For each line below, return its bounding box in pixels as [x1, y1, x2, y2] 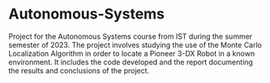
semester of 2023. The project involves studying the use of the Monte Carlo [8, 39, 262, 49]
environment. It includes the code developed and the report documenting [8, 57, 254, 67]
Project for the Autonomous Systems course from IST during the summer [8, 31, 253, 41]
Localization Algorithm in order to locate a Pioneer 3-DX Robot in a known [8, 48, 255, 58]
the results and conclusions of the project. [8, 65, 150, 75]
